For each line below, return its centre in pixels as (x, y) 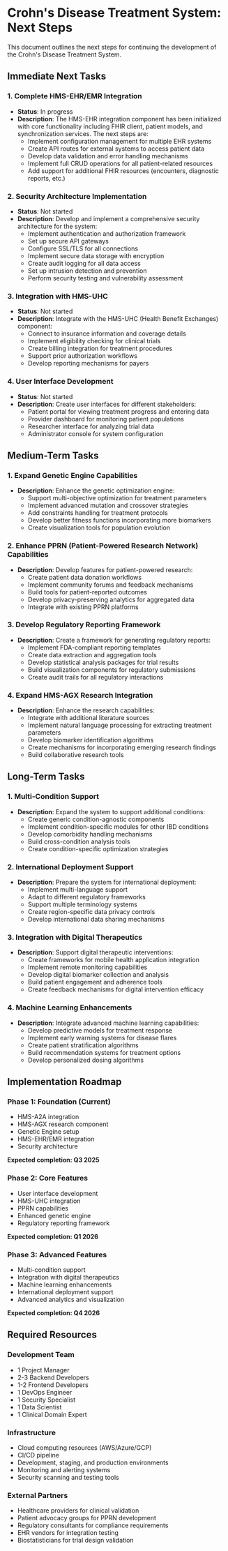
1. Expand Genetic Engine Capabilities (73, 475)
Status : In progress (45, 111)
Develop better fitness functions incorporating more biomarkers (119, 520)
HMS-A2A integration (48, 1117)
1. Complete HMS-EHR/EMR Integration (75, 96)
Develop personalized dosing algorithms (86, 1060)
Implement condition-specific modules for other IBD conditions (118, 826)
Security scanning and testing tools (68, 1477)
